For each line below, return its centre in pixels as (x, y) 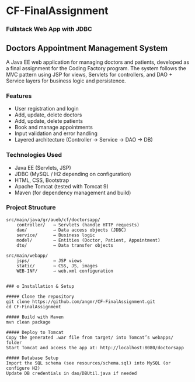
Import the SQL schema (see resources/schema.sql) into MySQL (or (88, 363)
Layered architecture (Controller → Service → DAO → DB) (83, 140)
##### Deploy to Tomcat (35, 332)
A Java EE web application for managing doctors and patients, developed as (98, 62)
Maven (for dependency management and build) (73, 192)
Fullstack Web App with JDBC (49, 29)
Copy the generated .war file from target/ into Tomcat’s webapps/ (90, 338)
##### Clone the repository (40, 297)
